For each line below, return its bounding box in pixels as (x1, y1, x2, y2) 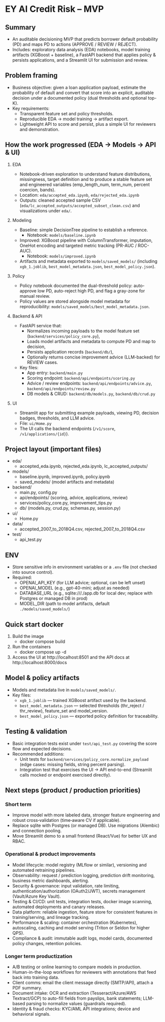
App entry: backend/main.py (27, 370, 83, 376)
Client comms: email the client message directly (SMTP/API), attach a (12, 980, 154, 986)
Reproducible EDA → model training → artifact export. (19, 116, 129, 122)
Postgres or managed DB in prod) (19, 596, 88, 601)
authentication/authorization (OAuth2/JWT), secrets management (12, 888, 145, 894)
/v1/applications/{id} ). (19, 430, 69, 437)
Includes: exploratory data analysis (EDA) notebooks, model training (12, 47, 150, 52)
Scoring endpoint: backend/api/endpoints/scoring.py (27, 375, 135, 381)
